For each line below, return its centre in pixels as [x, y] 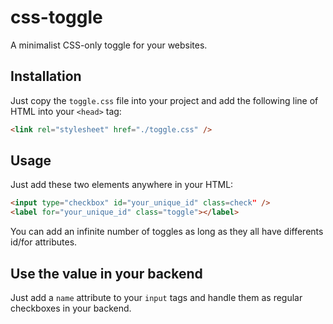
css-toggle [56, 17]
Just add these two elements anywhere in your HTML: [122, 185]
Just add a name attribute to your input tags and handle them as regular [156, 297]
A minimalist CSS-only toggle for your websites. [109, 45]
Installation [46, 76]
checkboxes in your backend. [71, 308]
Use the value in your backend [106, 273]
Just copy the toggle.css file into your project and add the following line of [164, 100]
